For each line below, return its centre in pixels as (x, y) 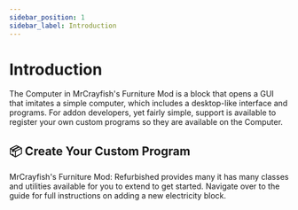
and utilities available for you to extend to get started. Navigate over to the (145, 186)
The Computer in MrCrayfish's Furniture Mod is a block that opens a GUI (142, 94)
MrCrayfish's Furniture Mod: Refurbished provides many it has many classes (149, 177)
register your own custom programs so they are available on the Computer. (146, 122)
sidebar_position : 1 (47, 17)
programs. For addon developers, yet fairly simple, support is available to (143, 113)
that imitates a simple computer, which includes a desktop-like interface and (149, 104)
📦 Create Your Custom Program (100, 151)
